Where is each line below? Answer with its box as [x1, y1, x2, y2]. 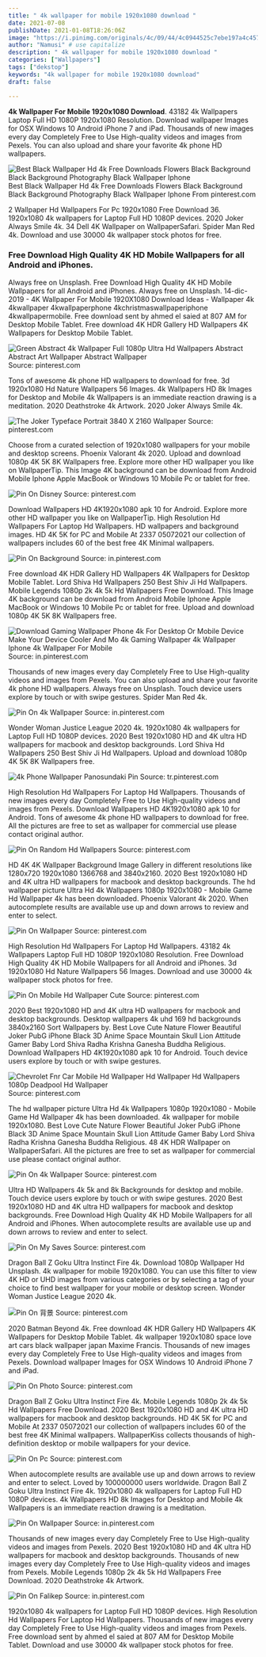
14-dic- [223, 286, 248, 296]
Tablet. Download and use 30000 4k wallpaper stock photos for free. [8, 1640, 234, 1649]
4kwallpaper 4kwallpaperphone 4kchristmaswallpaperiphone [8, 303, 208, 312]
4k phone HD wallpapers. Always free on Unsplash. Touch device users [8, 683, 242, 693]
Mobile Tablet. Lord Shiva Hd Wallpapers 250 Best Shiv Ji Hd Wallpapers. [8, 577, 248, 586]
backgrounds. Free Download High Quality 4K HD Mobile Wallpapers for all [8, 1210, 253, 1220]
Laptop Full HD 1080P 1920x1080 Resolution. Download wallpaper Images [8, 115, 249, 124]
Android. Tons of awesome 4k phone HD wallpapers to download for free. [8, 812, 249, 822]
